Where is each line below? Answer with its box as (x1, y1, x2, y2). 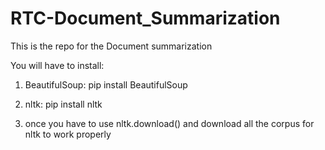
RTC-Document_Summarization (10, 7, 281, 30)
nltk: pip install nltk (24, 98, 103, 110)
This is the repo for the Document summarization (10, 40, 213, 52)
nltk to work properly (24, 128, 112, 140)
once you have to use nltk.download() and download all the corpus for (24, 117, 315, 129)
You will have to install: (10, 59, 105, 71)
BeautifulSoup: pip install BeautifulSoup (24, 78, 188, 91)
